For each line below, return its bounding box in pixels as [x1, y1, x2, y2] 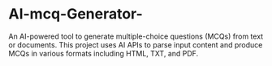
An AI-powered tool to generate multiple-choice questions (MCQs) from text [8, 31, 264, 41]
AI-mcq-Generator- [8, 5, 144, 23]
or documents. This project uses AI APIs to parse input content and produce [8, 39, 263, 49]
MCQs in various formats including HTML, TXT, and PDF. [8, 48, 199, 58]
